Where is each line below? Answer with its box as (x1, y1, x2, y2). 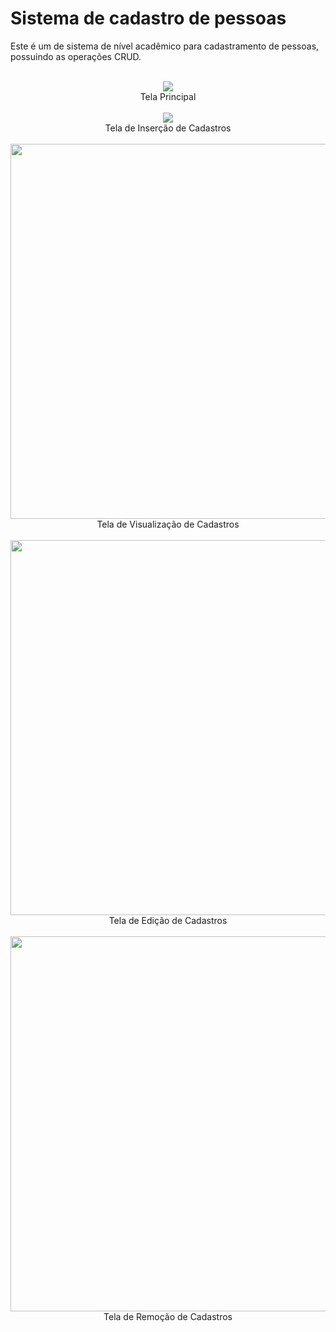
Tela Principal (139, 90, 197, 102)
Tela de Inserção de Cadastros (104, 122, 232, 134)
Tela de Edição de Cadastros (108, 914, 228, 926)
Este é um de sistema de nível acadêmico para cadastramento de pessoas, (10, 40, 320, 52)
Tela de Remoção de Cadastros (103, 1310, 233, 1322)
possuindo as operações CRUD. (10, 50, 142, 62)
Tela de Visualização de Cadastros (96, 518, 240, 530)
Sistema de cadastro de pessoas (10, 7, 287, 30)
